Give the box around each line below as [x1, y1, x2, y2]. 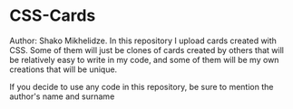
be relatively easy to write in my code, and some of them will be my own [9, 54, 279, 65]
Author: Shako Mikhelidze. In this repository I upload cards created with [9, 35, 277, 46]
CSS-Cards [9, 5, 96, 26]
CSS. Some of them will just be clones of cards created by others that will [9, 44, 284, 55]
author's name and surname [9, 91, 115, 102]
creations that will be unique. [9, 64, 118, 75]
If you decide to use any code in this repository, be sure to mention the [9, 81, 274, 92]
